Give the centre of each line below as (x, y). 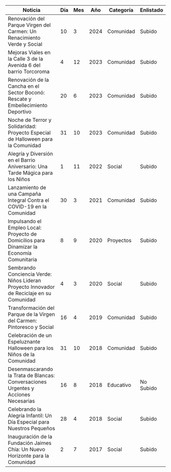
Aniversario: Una (28, 166)
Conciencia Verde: (30, 274)
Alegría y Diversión (31, 154)
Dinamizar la (23, 247)
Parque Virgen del (29, 25)
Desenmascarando (31, 369)
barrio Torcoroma (29, 72)
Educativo (119, 385)
